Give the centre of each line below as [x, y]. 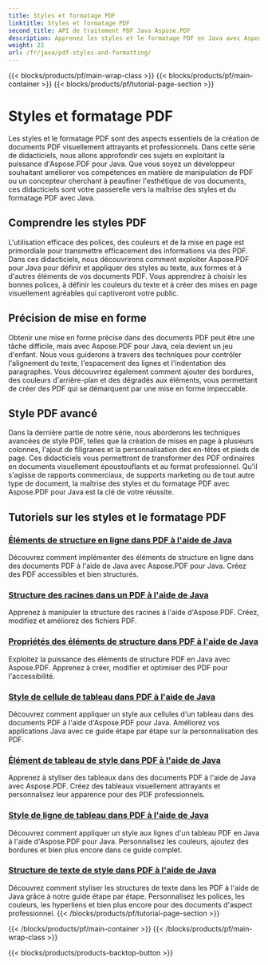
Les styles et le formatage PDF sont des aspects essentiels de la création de [134, 138]
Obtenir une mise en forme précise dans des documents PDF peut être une [132, 337]
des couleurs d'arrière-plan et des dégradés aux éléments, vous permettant [133, 379]
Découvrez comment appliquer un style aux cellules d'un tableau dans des [131, 714]
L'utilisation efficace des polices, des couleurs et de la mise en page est [126, 242]
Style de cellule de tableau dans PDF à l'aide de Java [112, 697]
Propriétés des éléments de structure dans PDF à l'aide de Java [134, 641]
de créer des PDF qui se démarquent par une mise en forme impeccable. [128, 388]
